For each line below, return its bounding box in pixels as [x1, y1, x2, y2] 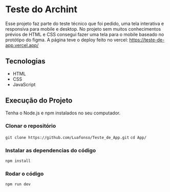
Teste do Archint [5, 4, 78, 15]
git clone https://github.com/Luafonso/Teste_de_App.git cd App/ [5, 135, 147, 140]
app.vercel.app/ [5, 42, 39, 48]
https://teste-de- [129, 37, 165, 43]
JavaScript [12, 81, 36, 87]
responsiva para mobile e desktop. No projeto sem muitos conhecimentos [5, 26, 161, 32]
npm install [5, 158, 31, 164]
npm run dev [5, 182, 31, 187]
